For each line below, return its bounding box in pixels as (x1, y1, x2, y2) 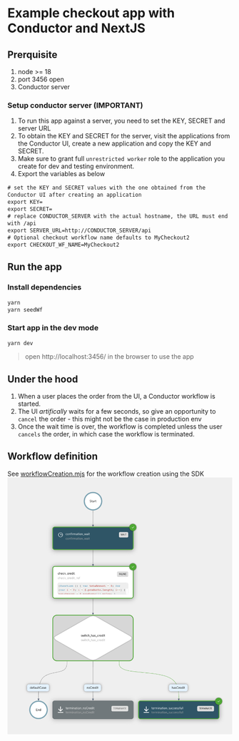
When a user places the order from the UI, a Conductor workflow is (17, 392, 215, 401)
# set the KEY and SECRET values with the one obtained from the (7, 184, 205, 192)
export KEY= (7, 198, 43, 206)
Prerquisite (7, 48, 58, 61)
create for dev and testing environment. (17, 162, 135, 170)
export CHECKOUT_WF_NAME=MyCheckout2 (7, 241, 120, 249)
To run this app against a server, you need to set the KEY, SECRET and (17, 116, 225, 126)
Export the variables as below (17, 170, 106, 178)
